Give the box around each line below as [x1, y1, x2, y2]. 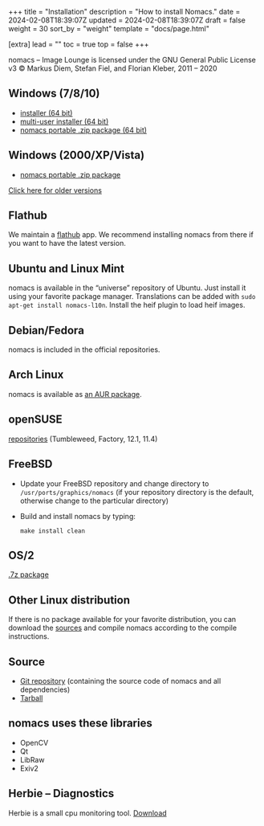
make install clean [19, 526, 86, 535]
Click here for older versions [8, 185, 103, 195]
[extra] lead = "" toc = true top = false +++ [8, 39, 149, 49]
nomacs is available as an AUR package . [8, 389, 142, 399]
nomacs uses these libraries [8, 717, 152, 730]
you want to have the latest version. [8, 239, 126, 248]
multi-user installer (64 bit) [19, 117, 109, 126]
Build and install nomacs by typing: [19, 511, 136, 521]
